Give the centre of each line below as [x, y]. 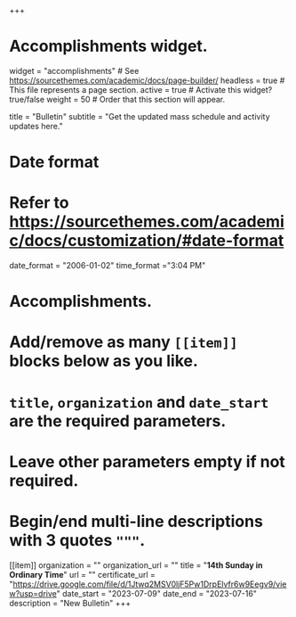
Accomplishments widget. [108, 46]
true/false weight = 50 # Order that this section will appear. [117, 99]
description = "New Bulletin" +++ [70, 603]
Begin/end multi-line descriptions [136, 522]
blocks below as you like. [104, 361]
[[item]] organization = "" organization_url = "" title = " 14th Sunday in [136, 565]
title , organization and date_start [139, 402]
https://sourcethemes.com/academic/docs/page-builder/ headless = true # [147, 80]
